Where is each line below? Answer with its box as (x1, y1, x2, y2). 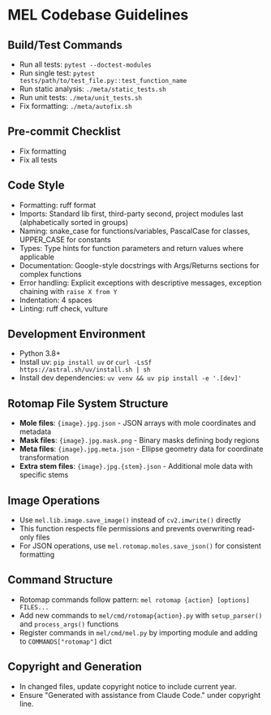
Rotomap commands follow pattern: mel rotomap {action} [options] (19, 595, 251, 604)
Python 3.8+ (19, 349, 62, 358)
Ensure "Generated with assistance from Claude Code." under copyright (19, 690, 261, 700)
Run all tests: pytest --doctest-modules (19, 59, 152, 69)
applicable (19, 252, 54, 262)
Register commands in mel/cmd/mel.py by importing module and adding (19, 627, 258, 637)
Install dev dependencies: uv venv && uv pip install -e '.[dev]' (19, 373, 243, 383)
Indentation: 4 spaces (19, 295, 92, 305)
